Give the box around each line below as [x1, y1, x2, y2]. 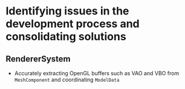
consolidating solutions [5, 30, 126, 43]
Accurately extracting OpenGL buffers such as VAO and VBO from [14, 70, 180, 76]
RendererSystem [5, 54, 71, 64]
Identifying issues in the [5, 4, 129, 18]
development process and [5, 17, 140, 31]
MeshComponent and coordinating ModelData [14, 76, 120, 83]
